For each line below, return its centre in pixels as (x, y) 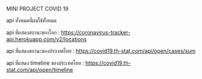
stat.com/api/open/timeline (40, 70)
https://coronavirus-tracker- (96, 32)
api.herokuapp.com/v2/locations (47, 39)
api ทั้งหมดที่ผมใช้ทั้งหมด (32, 20)
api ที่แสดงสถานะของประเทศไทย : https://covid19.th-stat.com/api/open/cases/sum (101, 51)
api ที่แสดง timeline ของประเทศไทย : (45, 63)
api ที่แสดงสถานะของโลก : (33, 32)
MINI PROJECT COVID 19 (38, 9)
